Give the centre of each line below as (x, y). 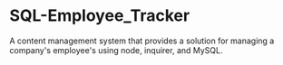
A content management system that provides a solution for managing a (142, 41)
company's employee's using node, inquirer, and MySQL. (116, 50)
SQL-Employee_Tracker (100, 16)
